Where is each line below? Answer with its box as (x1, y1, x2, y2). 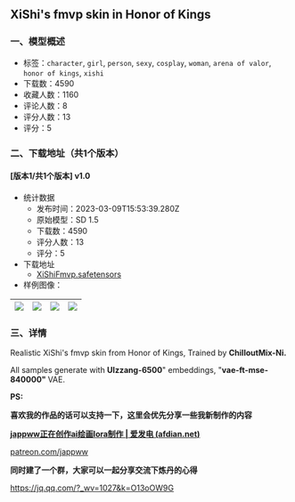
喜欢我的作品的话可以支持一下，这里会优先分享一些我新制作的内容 (10, 409, 252, 421)
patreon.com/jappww (10, 447, 88, 457)
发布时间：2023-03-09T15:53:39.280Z (36, 203, 180, 214)
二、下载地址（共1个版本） (10, 147, 124, 159)
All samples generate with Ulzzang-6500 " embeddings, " (10, 365, 222, 376)
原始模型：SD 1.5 (36, 214, 99, 225)
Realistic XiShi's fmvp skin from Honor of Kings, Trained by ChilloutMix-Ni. (10, 347, 287, 359)
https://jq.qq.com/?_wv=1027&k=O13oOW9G (10, 482, 175, 493)
